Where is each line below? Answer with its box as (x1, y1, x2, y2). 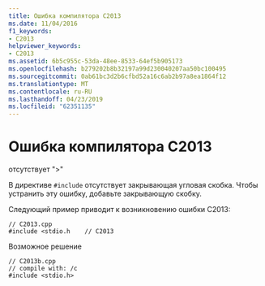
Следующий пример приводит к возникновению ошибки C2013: (8, 205, 231, 214)
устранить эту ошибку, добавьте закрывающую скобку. (8, 188, 203, 199)
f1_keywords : (8, 27, 53, 35)
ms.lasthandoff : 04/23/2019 (8, 95, 104, 103)
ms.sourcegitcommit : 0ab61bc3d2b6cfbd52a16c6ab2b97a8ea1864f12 (8, 72, 227, 80)
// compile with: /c (8, 265, 79, 273)
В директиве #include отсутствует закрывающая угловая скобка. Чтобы (8, 180, 259, 190)
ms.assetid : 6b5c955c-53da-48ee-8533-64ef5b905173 (8, 58, 183, 66)
